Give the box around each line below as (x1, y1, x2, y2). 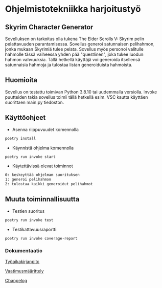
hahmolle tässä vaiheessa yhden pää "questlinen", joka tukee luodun (5, 51, 143, 57)
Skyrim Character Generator (5, 23, 93, 31)
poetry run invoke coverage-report (5, 236, 78, 241)
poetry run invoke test (5, 218, 54, 222)
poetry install (5, 136, 36, 141)
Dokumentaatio (5, 247, 43, 254)
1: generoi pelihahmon (5, 177, 51, 182)
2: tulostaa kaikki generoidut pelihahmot (5, 182, 93, 187)
